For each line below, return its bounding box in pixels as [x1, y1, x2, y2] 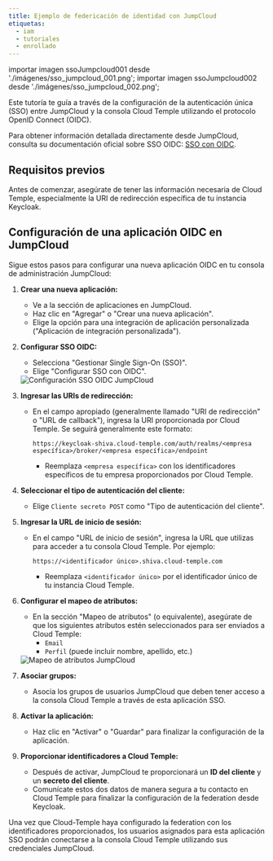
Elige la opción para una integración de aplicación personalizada [32, 317, 250, 327]
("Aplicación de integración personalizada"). [32, 326, 182, 336]
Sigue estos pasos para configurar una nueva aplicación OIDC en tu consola [8, 260, 265, 270]
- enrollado [15, 42, 57, 51]
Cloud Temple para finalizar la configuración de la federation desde [32, 793, 259, 802]
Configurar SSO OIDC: [20, 341, 98, 351]
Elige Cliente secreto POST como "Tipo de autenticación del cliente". [32, 501, 265, 511]
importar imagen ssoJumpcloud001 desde [8, 64, 151, 74]
